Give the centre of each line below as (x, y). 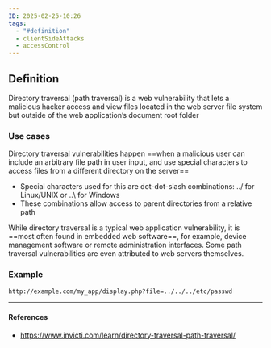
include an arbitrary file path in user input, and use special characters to (128, 162)
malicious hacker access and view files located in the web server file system (135, 107)
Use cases (29, 136)
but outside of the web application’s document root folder (104, 115)
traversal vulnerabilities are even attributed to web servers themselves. (126, 254)
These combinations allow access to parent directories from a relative (136, 203)
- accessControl (43, 46)
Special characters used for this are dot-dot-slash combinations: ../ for (137, 187)
